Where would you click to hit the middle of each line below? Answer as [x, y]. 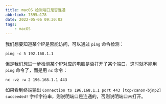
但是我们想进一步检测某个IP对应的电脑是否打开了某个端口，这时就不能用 [81, 64]
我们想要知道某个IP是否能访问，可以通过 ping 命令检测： [65, 44]
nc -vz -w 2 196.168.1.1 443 [36, 80]
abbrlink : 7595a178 [26, 15]
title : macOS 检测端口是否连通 [35, 10]
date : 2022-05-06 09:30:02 [34, 19]
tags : [11, 24]
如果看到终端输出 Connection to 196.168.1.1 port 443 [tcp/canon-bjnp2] [84, 90]
